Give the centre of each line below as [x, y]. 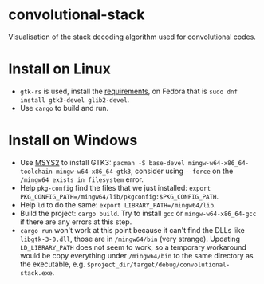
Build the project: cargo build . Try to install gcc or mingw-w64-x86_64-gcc [138, 213]
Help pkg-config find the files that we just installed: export [115, 187]
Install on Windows [73, 140]
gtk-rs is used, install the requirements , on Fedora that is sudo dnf [128, 91]
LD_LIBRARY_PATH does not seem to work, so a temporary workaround [133, 247]
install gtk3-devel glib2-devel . [75, 99]
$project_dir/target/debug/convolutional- [158, 265]
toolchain [36, 172]
